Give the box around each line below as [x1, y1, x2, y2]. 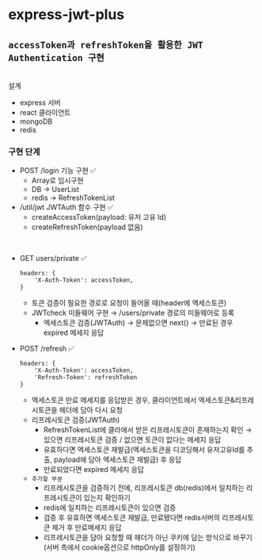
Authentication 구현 [8, 52, 104, 63]
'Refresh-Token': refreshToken [34, 374, 138, 382]
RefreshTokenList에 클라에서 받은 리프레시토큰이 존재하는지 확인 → [43, 425, 253, 435]
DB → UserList [31, 185, 79, 194]
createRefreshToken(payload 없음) [31, 222, 144, 232]
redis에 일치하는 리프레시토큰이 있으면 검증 [43, 503, 177, 512]
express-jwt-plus [8, 6, 125, 24]
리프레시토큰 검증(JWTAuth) [31, 415, 120, 425]
